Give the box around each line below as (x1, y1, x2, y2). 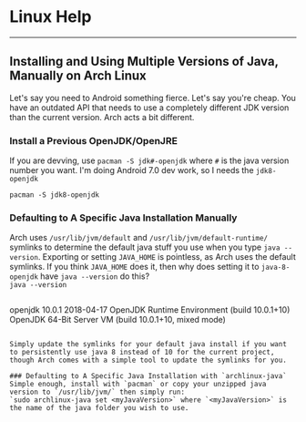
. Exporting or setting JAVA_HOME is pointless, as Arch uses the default (37, 252, 296, 262)
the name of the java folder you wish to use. (9, 404, 189, 413)
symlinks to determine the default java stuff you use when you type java (9, 242, 280, 252)
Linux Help (9, 6, 92, 27)
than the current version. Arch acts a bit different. (9, 111, 195, 122)
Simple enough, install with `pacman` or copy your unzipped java (9, 380, 267, 389)
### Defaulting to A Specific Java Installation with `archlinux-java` (9, 372, 287, 381)
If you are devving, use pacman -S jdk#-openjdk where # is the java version (9, 155, 290, 166)
